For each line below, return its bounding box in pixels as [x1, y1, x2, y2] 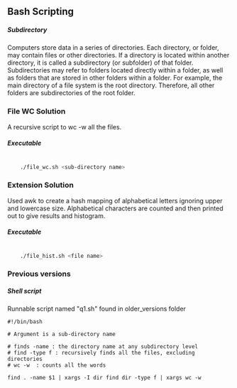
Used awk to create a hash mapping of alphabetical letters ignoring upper [7, 196, 223, 205]
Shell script [7, 286, 42, 295]
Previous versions [7, 269, 71, 279]
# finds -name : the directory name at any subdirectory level [7, 343, 199, 350]
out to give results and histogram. [7, 211, 106, 220]
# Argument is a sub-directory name [7, 330, 116, 338]
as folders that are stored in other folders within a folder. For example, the [7, 74, 223, 82]
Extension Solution [7, 180, 75, 190]
